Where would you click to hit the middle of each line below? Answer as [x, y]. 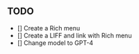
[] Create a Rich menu [49, 28]
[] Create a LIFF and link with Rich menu [74, 35]
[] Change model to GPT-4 [55, 43]
